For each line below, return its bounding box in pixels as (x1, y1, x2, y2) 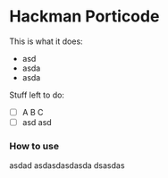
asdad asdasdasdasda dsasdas (9, 160, 125, 171)
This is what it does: (9, 36, 83, 47)
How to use (9, 140, 60, 152)
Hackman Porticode (9, 6, 160, 27)
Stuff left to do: (9, 89, 65, 100)
